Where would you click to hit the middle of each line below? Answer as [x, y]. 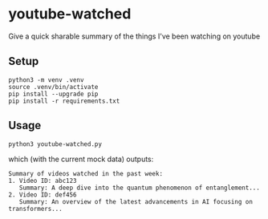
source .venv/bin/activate [53, 87]
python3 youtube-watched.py [55, 144]
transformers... [35, 209]
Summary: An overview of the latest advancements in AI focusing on [136, 201]
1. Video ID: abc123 [43, 180]
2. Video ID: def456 [43, 195]
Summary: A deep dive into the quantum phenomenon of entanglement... [140, 188]
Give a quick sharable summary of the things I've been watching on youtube [134, 36]
